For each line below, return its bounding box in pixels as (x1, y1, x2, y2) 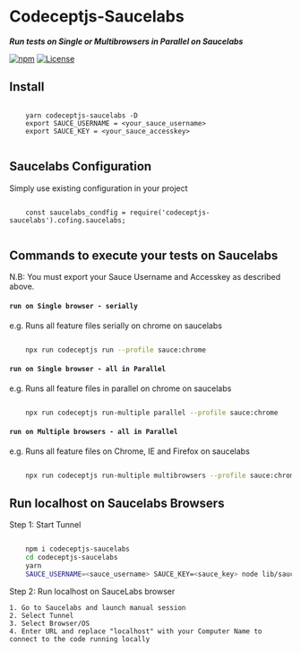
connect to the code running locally (9, 634, 150, 643)
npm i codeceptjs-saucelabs (25, 544, 130, 553)
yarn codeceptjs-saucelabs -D (25, 110, 139, 120)
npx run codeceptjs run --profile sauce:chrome (25, 345, 206, 354)
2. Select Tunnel (9, 611, 74, 620)
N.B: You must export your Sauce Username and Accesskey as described (9, 272, 281, 283)
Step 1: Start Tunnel (9, 519, 82, 530)
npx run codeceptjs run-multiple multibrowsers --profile (25, 471, 246, 480)
